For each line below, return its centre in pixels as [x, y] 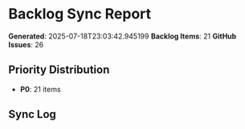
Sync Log [32, 114]
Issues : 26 [26, 44]
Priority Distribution [59, 70]
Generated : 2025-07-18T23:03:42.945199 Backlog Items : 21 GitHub [122, 36]
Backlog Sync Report [80, 14]
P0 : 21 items [41, 89]
